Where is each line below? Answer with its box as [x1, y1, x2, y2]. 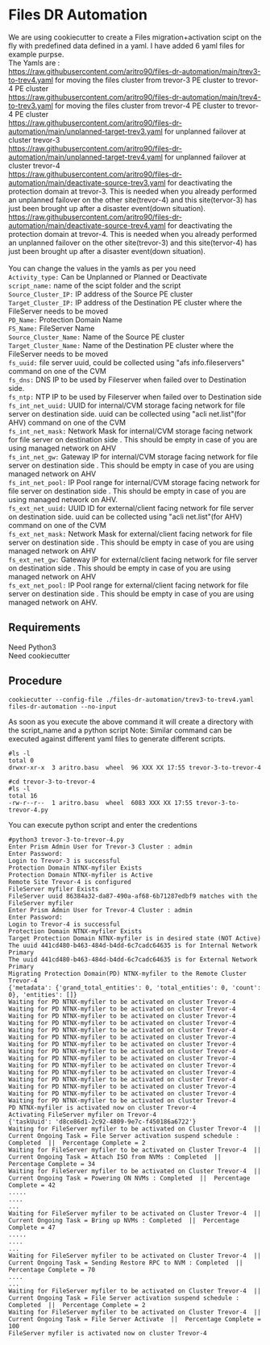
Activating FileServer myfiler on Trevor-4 [8, 1110, 157, 1119]
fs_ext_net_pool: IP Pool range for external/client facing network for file [8, 580, 249, 590]
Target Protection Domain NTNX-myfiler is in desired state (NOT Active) [8, 934, 262, 942]
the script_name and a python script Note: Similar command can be [8, 725, 232, 735]
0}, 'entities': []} [8, 990, 78, 998]
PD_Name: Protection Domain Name [8, 314, 123, 324]
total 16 [8, 791, 38, 799]
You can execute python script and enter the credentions [8, 820, 197, 829]
